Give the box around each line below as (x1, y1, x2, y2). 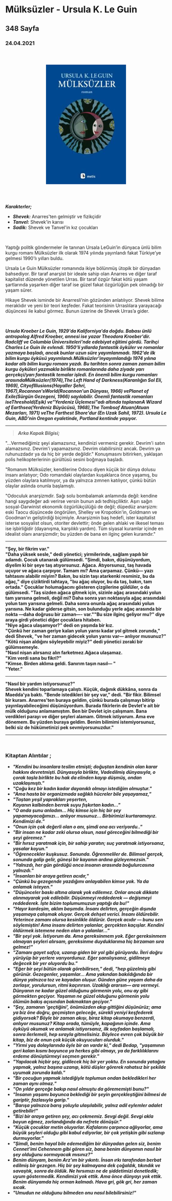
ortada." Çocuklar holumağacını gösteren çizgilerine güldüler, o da (5, 584, 150, 590)
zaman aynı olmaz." (12, 1081, 57, 1087)
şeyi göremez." (12, 834, 46, 841)
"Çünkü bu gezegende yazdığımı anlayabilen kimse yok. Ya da (12, 878, 149, 885)
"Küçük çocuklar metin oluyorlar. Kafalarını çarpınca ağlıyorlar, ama (12, 1124, 163, 1131)
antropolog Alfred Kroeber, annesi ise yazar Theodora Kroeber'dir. (5, 333, 150, 339)
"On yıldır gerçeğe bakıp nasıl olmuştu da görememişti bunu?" (12, 1086, 149, 1092)
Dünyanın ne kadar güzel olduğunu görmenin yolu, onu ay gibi (12, 988, 148, 994)
